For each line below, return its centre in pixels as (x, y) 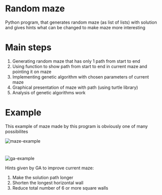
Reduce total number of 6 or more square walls (60, 188)
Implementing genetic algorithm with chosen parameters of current (81, 77)
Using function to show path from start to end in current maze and (80, 66)
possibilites (17, 131)
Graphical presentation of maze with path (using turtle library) (75, 87)
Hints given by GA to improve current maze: (50, 168)
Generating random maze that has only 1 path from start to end (76, 61)
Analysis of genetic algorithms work (49, 92)
